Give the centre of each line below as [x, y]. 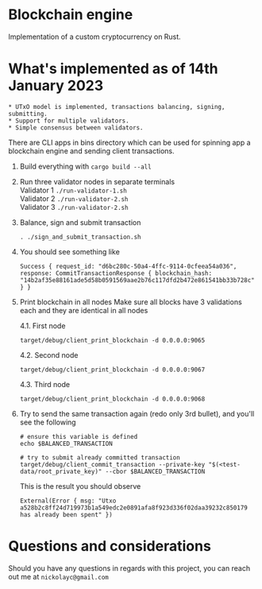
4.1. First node [42, 325]
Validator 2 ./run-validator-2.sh [74, 198]
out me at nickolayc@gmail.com [58, 576]
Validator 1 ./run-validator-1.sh [73, 190]
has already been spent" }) [66, 514]
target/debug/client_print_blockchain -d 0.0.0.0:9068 [112, 399]
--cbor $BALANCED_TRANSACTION [155, 471]
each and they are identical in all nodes [84, 310]
